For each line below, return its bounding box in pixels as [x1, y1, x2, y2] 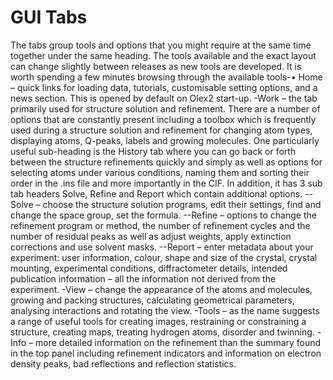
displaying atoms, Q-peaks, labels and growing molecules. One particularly [10, 134, 320, 146]
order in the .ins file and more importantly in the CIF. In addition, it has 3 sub [10, 177, 323, 189]
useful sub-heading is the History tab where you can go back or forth [10, 145, 297, 157]
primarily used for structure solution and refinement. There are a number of [10, 102, 321, 115]
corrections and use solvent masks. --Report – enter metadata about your [10, 241, 314, 253]
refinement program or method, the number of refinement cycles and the [10, 219, 311, 231]
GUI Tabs [10, 6, 88, 29]
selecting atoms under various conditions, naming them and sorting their [10, 166, 310, 178]
